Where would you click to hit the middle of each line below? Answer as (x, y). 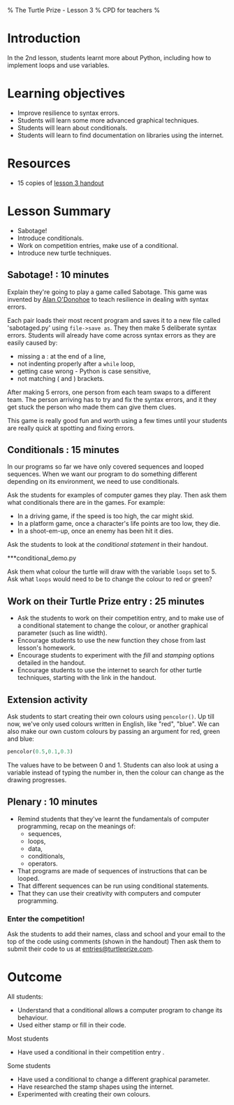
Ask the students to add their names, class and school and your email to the (116, 933)
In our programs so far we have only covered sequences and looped (105, 467)
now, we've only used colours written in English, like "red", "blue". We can (114, 724)
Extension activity (47, 700)
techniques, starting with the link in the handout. (87, 678)
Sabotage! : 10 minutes (58, 275)
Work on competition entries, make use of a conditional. (98, 245)
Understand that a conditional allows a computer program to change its (120, 1010)
